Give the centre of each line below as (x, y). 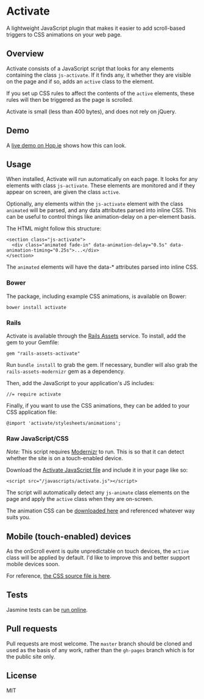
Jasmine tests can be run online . (47, 609)
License (22, 676)
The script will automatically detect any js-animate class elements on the (98, 492)
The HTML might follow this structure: (54, 229)
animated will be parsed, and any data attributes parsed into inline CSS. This (101, 210)
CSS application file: (32, 412)
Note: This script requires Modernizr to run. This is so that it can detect (95, 452)
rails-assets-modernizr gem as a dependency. (66, 371)
